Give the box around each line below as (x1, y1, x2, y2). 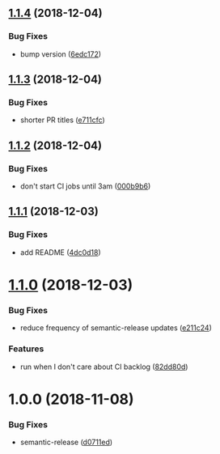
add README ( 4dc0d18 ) (19, 247, 101, 257)
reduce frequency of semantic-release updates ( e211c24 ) (19, 323, 212, 333)
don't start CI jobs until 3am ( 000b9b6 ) (19, 181, 151, 191)
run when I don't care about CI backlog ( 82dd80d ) (19, 362, 188, 371)
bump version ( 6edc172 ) (19, 49, 102, 59)
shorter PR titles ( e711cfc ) (19, 115, 105, 125)
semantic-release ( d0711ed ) (19, 437, 113, 448)
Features (8, 343, 44, 354)
